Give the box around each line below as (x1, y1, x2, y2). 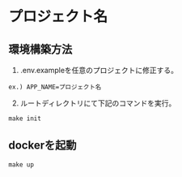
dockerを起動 (8, 139, 77, 153)
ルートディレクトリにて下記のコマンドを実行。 (19, 98, 176, 108)
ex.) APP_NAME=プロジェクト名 (8, 83, 102, 91)
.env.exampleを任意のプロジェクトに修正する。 (19, 66, 179, 75)
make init (8, 114, 42, 123)
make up (8, 160, 35, 169)
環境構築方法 (8, 42, 73, 56)
